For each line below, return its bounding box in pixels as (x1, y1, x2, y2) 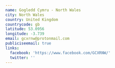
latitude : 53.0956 (5, 27, 44, 32)
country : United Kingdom (5, 17, 58, 22)
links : (5, 46, 19, 51)
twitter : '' (10, 55, 36, 60)
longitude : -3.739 (5, 31, 44, 36)
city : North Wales (5, 12, 44, 17)
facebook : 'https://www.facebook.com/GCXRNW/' (10, 50, 111, 55)
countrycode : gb (5, 21, 40, 27)
